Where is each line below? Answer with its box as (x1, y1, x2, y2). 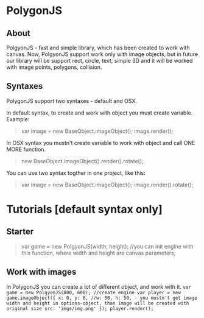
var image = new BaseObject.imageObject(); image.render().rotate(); (21, 181, 194, 188)
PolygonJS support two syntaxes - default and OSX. (6, 97, 137, 104)
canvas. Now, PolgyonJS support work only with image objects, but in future (6, 51, 199, 58)
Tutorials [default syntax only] (6, 202, 163, 216)
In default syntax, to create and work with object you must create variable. (6, 109, 193, 116)
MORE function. (6, 146, 46, 153)
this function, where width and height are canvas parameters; (21, 249, 176, 256)
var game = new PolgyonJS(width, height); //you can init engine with (21, 242, 194, 250)
